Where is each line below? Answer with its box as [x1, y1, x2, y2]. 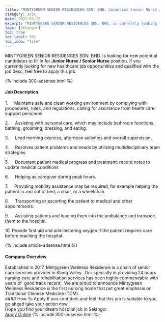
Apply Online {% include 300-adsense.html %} [5, 312, 100, 318]
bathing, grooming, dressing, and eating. [5, 125, 87, 131]
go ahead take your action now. [5, 301, 69, 307]
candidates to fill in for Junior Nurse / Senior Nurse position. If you [5, 58, 141, 64]
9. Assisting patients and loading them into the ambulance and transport [5, 212, 156, 219]
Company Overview [5, 254, 47, 260]
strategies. [5, 149, 27, 155]
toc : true [5, 30, 26, 35]
